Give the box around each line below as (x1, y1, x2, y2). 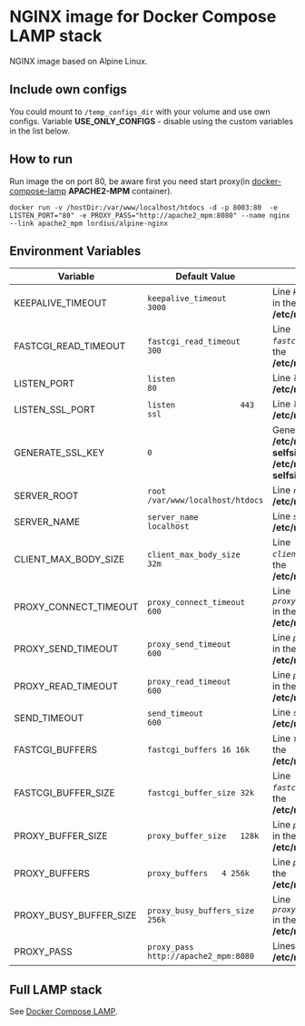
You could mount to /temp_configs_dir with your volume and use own (9, 106, 271, 117)
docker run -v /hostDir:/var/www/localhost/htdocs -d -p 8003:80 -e (9, 202, 279, 212)
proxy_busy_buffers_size (146, 905, 255, 916)
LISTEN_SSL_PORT (14, 404, 96, 416)
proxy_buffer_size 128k (146, 831, 260, 841)
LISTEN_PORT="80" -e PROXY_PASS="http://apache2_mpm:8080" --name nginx (9, 210, 290, 220)
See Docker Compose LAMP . (9, 1006, 118, 1017)
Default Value (175, 270, 236, 283)
